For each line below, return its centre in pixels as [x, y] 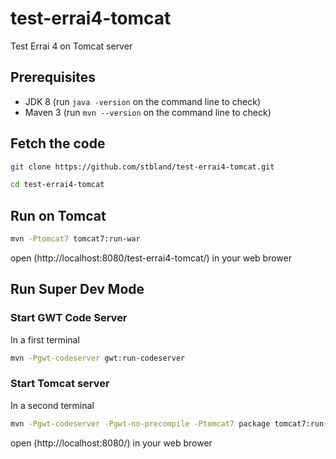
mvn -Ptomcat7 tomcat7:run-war [75, 239]
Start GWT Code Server [69, 318]
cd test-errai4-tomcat [57, 185]
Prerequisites [53, 77]
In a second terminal [52, 405]
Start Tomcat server [60, 384]
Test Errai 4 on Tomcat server [71, 46]
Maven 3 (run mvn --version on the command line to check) [148, 112]
